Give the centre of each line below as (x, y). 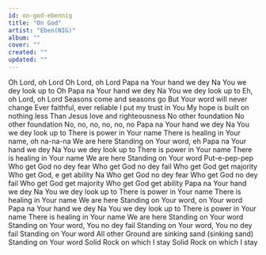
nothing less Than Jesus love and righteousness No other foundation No (127, 116)
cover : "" (25, 45)
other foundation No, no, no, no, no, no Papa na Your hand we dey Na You (129, 124)
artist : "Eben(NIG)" (42, 30)
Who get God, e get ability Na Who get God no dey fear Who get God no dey (133, 174)
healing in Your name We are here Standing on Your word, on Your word (125, 200)
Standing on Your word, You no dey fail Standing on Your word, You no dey (130, 225)
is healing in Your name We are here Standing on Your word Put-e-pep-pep (131, 158)
